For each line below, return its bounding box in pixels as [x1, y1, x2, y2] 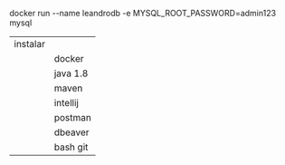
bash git [53, 141, 89, 153]
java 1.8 [53, 67, 89, 80]
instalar [14, 38, 45, 50]
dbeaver [53, 126, 90, 139]
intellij [53, 97, 80, 109]
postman [53, 112, 92, 123]
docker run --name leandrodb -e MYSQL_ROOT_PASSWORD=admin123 [9, 8, 277, 18]
